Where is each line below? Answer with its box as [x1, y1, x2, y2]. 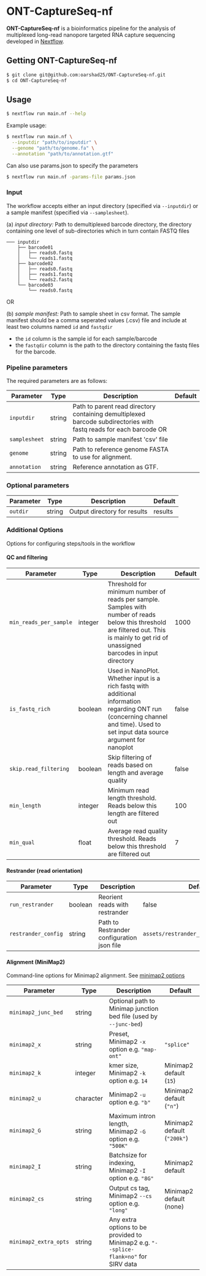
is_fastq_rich [9, 705, 51, 713]
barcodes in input [107, 649, 158, 657]
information [107, 697, 141, 705]
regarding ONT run [107, 705, 162, 713]
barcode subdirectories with [72, 417, 154, 426]
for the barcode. [15, 348, 56, 355]
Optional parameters [6, 481, 69, 490]
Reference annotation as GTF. [72, 463, 158, 471]
